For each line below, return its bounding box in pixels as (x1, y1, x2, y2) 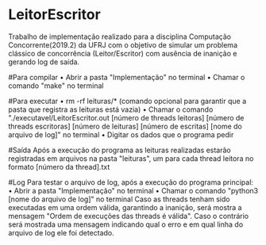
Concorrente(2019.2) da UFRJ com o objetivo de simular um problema (8, 40, 238, 49)
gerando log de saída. (8, 57, 80, 67)
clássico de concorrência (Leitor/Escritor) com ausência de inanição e (8, 48, 237, 58)
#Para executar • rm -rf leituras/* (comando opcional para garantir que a (8, 96, 247, 105)
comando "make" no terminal (8, 81, 105, 90)
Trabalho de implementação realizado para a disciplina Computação (8, 32, 232, 41)
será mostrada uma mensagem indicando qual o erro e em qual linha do (8, 220, 244, 229)
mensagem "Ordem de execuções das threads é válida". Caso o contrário (8, 211, 249, 220)
